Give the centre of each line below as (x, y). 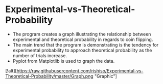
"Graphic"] (106, 76)
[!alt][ (11, 71)
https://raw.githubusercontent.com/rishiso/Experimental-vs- (80, 71)
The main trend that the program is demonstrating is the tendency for (86, 45)
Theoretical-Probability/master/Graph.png (49, 76)
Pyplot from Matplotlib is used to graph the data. (64, 61)
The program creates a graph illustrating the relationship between (82, 34)
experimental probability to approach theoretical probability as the (82, 50)
